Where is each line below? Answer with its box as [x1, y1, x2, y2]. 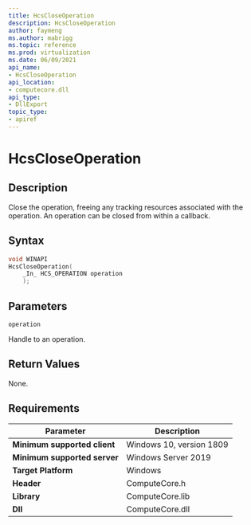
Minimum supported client [12, 439, 116, 450]
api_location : [8, 78, 56, 86]
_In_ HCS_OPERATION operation [22, 270, 124, 278]
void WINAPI [8, 255, 48, 263]
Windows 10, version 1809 [126, 439, 229, 450]
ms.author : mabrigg [8, 33, 73, 42]
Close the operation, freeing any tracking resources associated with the [8, 202, 244, 212]
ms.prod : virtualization [8, 49, 91, 57]
